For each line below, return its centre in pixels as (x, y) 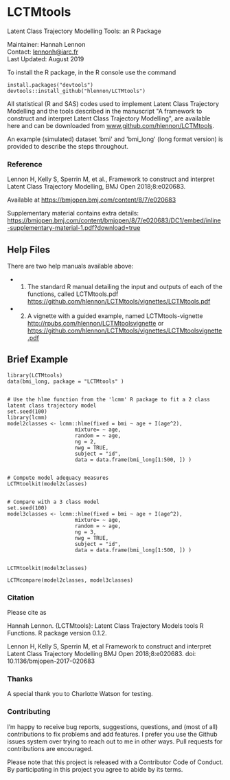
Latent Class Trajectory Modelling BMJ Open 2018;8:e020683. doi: (102, 654)
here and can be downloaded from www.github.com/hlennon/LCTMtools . (111, 125)
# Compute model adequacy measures (58, 478)
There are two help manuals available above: (70, 266)
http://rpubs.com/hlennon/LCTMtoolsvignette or (95, 324)
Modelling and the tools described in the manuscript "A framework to (105, 111)
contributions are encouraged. (50, 748)
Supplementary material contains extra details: (73, 213)
